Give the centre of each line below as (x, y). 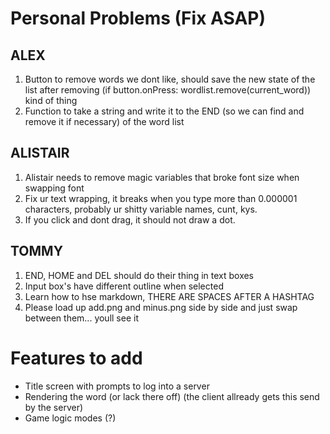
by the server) (54, 407)
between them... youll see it (81, 318)
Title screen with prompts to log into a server (117, 386)
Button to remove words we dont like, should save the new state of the (170, 79)
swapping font (54, 188)
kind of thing (51, 100)
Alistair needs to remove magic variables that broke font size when (162, 177)
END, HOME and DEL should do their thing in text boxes (139, 275)
